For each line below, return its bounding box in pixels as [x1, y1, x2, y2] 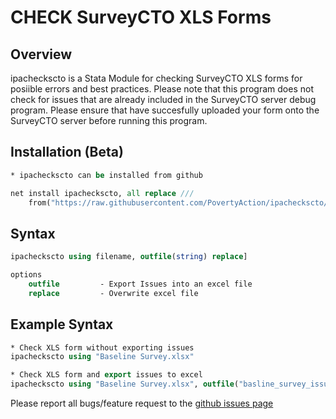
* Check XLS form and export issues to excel [10, 370, 203, 380]
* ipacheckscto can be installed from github [10, 170, 203, 180]
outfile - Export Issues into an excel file [28, 279, 253, 289]
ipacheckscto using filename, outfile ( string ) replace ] [10, 252, 248, 262]
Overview [10, 46, 73, 63]
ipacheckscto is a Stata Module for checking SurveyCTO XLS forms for [10, 72, 303, 84]
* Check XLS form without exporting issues [10, 342, 195, 353]
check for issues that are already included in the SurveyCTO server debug [10, 94, 317, 105]
